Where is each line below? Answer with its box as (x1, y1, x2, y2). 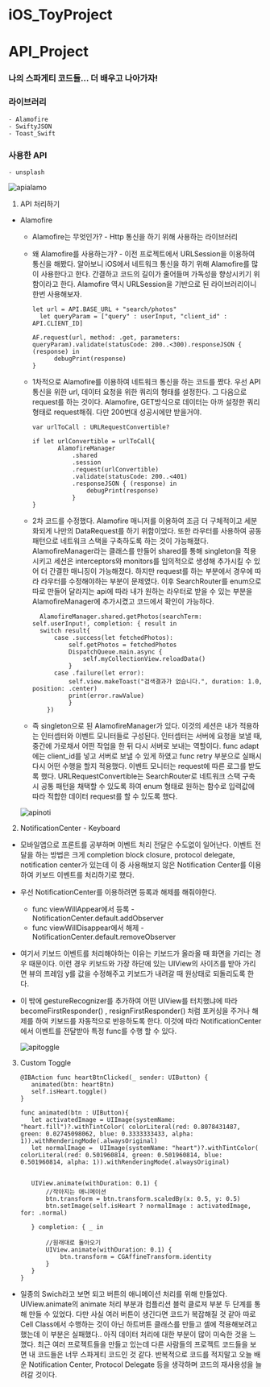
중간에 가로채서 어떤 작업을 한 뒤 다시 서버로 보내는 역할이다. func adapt (31, 741, 260, 750)
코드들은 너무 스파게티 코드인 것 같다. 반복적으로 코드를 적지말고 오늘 (37, 1349, 252, 1359)
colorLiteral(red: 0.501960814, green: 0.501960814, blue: (19, 1151, 223, 1159)
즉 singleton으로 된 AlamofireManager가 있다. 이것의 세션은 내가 (31, 720, 238, 730)
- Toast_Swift (8, 129, 56, 138)
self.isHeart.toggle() (31, 1087, 107, 1095)
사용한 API (8, 149, 48, 160)
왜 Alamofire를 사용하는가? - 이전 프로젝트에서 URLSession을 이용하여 (31, 248, 255, 259)
